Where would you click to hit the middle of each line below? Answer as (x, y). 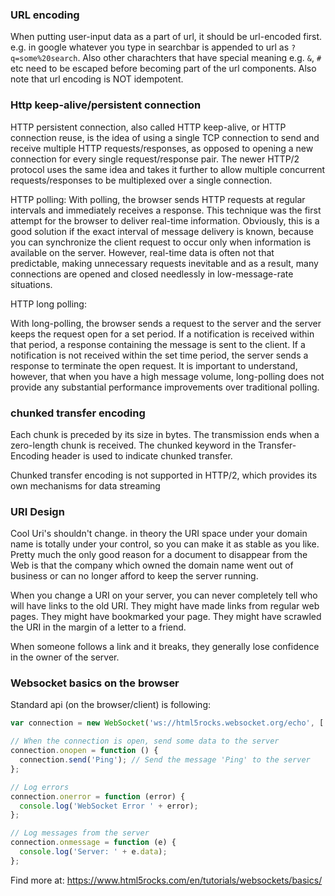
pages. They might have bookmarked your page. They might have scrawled (166, 617)
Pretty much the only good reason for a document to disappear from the (159, 555)
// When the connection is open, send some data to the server (145, 741)
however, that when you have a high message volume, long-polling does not (167, 376)
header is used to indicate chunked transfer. (142, 455)
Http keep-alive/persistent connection (106, 105)
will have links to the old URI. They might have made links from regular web (165, 606)
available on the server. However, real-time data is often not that (142, 252)
